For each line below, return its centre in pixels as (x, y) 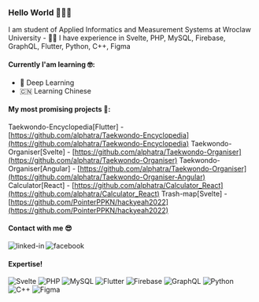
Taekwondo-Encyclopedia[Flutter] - (66, 127)
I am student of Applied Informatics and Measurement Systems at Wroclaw (130, 30)
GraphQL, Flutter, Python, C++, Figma (70, 46)
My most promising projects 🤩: (59, 109)
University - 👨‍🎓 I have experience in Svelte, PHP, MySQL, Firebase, (117, 38)
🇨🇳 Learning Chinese (55, 90)
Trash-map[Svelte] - (194, 193)
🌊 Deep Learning (47, 83)
